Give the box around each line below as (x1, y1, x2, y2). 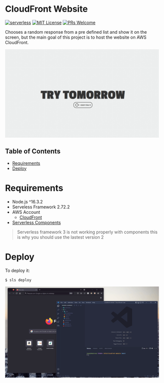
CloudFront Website (5, 3, 88, 15)
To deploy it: (5, 268, 30, 273)
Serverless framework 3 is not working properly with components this (17, 229, 158, 235)
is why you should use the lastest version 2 (17, 234, 104, 240)
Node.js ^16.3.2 (12, 199, 43, 204)
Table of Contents (5, 147, 61, 156)
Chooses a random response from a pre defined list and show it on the (5, 29, 147, 35)
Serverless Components (12, 219, 61, 225)
